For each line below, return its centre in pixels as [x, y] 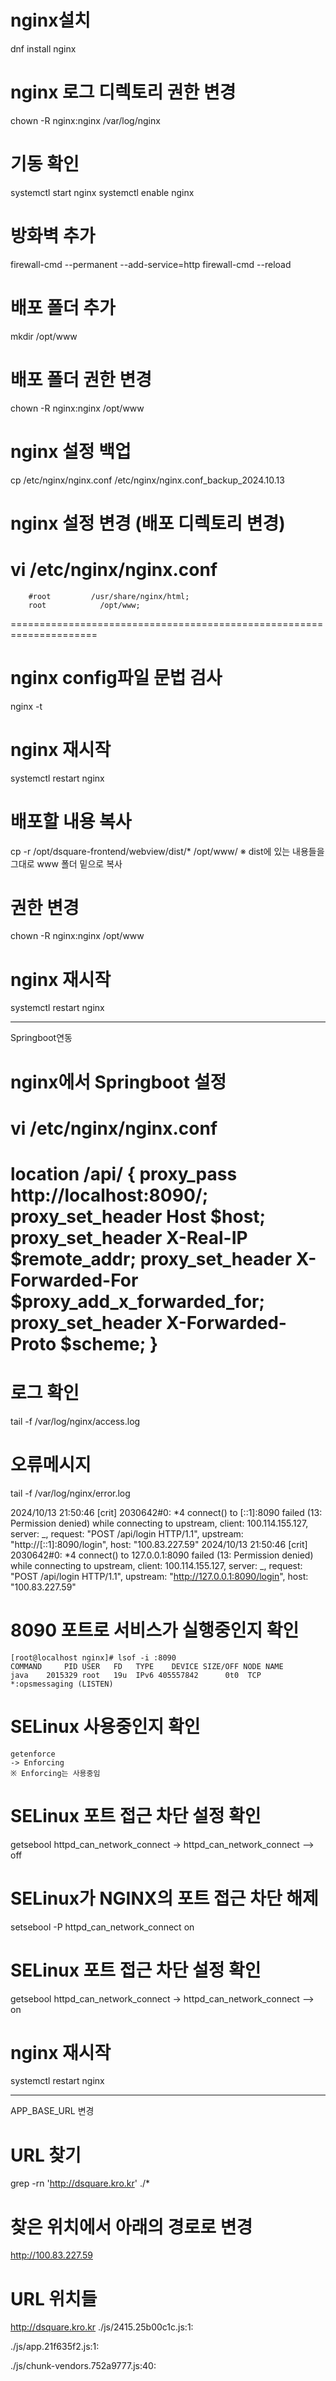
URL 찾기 [46, 2155]
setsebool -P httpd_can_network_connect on [102, 1927]
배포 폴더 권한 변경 [81, 379]
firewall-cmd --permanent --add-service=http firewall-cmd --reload [151, 264]
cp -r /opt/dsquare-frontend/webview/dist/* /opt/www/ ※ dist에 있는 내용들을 [167, 851]
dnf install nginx [43, 48]
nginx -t [26, 706]
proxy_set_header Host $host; [138, 1216]
